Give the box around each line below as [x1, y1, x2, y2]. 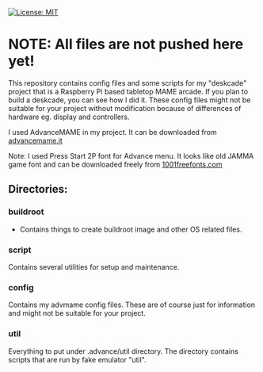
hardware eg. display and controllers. [8, 112, 130, 121]
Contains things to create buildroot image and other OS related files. [19, 224, 242, 234]
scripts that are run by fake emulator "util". [8, 355, 147, 364]
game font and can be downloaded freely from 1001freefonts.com [8, 159, 223, 169]
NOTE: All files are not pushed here [8, 36, 244, 53]
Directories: [8, 182, 68, 196]
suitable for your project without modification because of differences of [8, 103, 242, 113]
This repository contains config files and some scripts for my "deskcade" [8, 78, 247, 87]
